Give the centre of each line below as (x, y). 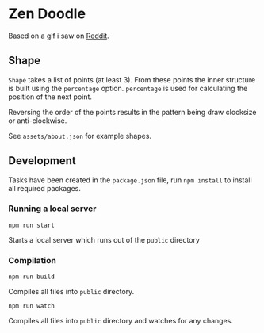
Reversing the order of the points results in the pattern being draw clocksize (132, 112)
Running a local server (52, 209)
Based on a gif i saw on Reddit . (59, 36)
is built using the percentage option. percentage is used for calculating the (128, 88)
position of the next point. (50, 97)
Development (42, 161)
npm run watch (32, 306)
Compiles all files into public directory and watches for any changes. (121, 321)
